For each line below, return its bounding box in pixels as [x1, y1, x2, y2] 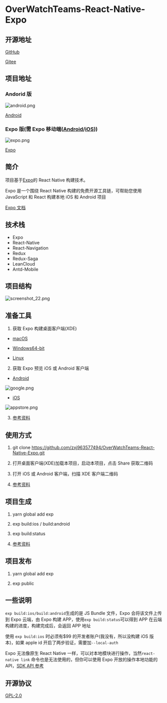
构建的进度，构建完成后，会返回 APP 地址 [5, 623, 91, 629]
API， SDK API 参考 [5, 663, 44, 669]
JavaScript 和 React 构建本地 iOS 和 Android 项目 [5, 194, 106, 200]
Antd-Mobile [12, 266, 38, 272]
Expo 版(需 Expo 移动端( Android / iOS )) [5, 125, 98, 132]
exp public [12, 580, 34, 586]
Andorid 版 [5, 91, 32, 98]
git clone [12, 444, 31, 450]
